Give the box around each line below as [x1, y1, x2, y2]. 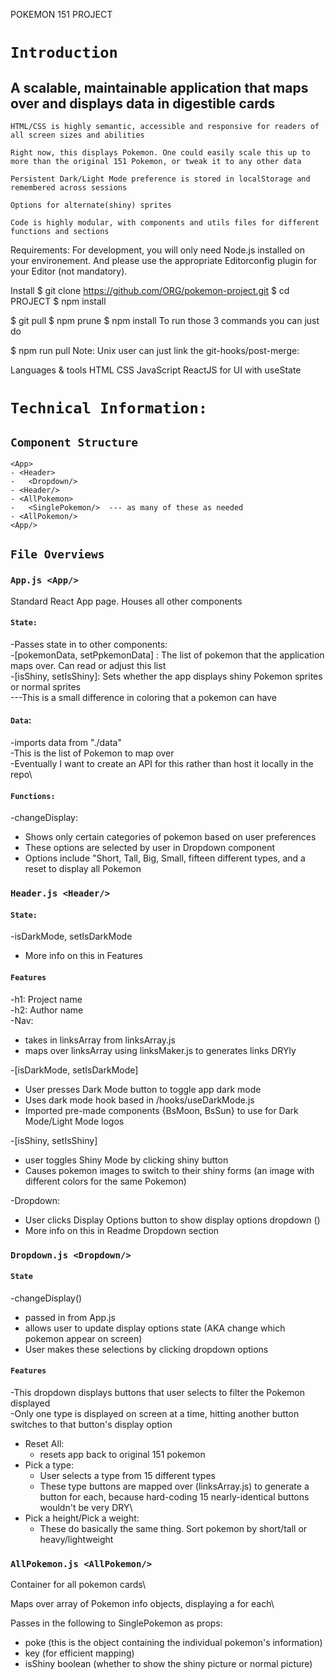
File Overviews [10, 547, 105, 562]
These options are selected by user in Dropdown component [24, 842, 276, 854]
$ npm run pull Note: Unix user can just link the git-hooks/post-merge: [10, 345, 300, 356]
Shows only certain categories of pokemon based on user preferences [24, 831, 317, 843]
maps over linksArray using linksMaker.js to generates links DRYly [24, 1044, 297, 1056]
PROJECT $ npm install [10, 295, 107, 307]
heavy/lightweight [39, 1533, 114, 1545]
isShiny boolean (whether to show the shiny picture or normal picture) [24, 1658, 313, 1670]
